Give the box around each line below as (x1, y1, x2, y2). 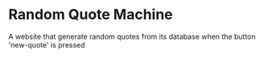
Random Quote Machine (8, 6, 173, 24)
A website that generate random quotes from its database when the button (8, 32, 256, 41)
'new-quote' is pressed (8, 40, 86, 49)
